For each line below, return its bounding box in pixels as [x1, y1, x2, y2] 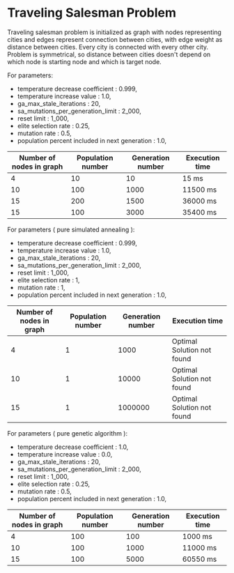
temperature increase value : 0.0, [17, 450, 113, 458]
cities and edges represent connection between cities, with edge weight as [7, 35, 223, 43]
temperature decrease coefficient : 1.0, [17, 443, 129, 451]
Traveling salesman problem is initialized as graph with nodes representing [7, 28, 221, 36]
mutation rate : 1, [17, 283, 65, 291]
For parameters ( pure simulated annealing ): [7, 225, 135, 234]
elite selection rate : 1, [17, 275, 80, 284]
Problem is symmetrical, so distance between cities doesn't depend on [7, 50, 211, 59]
